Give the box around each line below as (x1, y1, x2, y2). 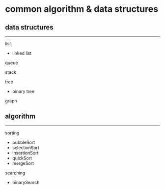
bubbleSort (12, 139, 35, 145)
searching (5, 170, 26, 176)
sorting (5, 129, 20, 136)
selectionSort (12, 144, 39, 151)
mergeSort (12, 160, 34, 166)
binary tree (12, 89, 35, 94)
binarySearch (12, 179, 40, 185)
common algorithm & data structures (5, 3, 159, 15)
